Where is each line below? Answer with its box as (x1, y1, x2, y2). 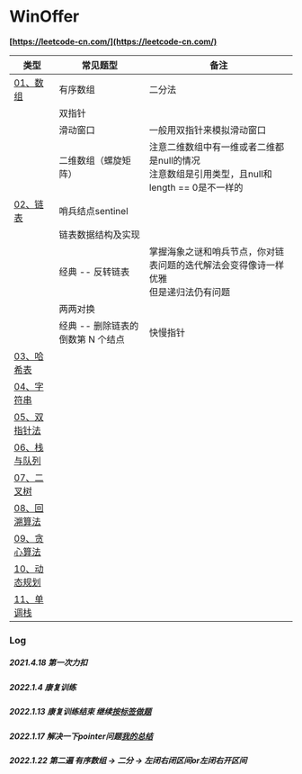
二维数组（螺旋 (58, 154, 123, 166)
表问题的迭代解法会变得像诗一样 (148, 258, 285, 271)
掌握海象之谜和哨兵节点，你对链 (148, 245, 285, 257)
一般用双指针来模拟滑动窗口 (148, 123, 267, 136)
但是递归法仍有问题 (148, 285, 231, 298)
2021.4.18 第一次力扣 (9, 657, 88, 668)
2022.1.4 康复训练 (9, 681, 76, 692)
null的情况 (157, 154, 200, 166)
